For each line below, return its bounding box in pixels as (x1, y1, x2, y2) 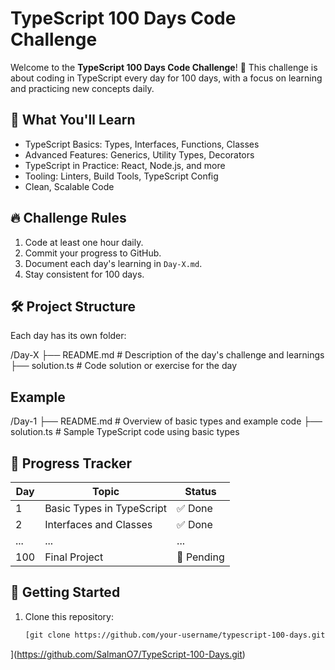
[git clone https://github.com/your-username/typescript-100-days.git (24, 630, 326, 640)
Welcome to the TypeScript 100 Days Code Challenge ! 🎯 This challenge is (10, 61, 318, 73)
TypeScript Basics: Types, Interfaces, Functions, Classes (24, 138, 260, 150)
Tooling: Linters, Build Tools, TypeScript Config (24, 170, 219, 182)
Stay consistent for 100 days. (24, 268, 145, 280)
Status (184, 485, 217, 498)
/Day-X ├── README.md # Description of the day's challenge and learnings (10, 349, 325, 361)
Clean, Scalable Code (24, 180, 115, 192)
